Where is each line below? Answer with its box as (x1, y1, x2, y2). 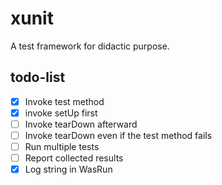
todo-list (10, 69, 66, 86)
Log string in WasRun (24, 163, 113, 176)
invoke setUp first (24, 107, 98, 119)
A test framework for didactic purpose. (10, 40, 170, 52)
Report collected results (24, 152, 124, 164)
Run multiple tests (24, 141, 100, 152)
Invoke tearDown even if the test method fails (24, 129, 213, 141)
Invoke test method (24, 95, 105, 107)
